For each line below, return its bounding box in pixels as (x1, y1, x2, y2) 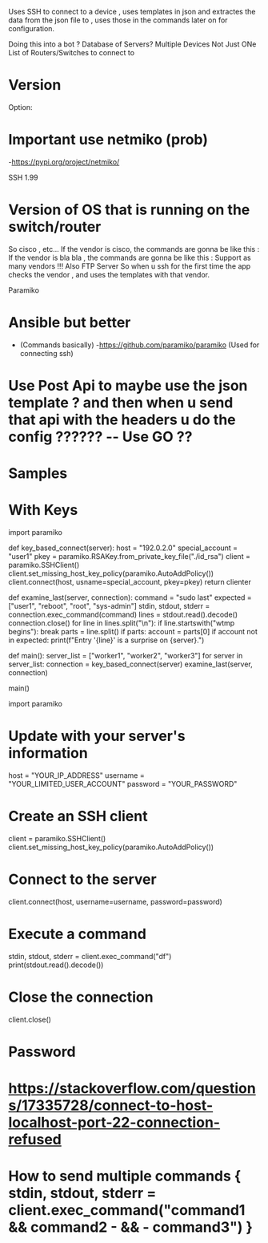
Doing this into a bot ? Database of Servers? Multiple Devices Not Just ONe (8, 39, 257, 49)
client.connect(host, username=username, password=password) (8, 897, 222, 906)
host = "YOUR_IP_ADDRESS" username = (8, 771, 146, 780)
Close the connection (8, 988, 154, 1006)
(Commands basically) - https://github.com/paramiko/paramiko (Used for (19, 340, 260, 350)
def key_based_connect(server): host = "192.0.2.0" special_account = (8, 543, 238, 553)
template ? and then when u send (8, 393, 234, 411)
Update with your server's (8, 727, 186, 745)
